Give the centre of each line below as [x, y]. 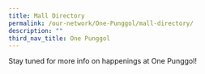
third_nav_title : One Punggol [60, 38]
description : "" [36, 31]
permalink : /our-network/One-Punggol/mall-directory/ [101, 23]
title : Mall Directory [47, 16]
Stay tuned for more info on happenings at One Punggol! [102, 61]
